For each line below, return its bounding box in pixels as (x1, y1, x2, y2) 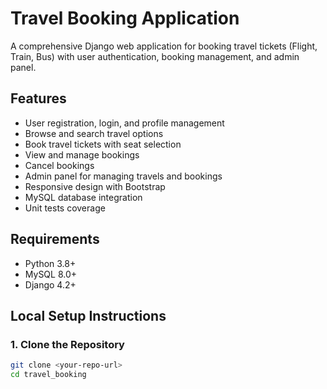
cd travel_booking (10, 370, 87, 380)
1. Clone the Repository (10, 337, 125, 351)
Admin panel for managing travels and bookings (24, 170, 223, 182)
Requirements (10, 231, 100, 248)
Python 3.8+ (24, 257, 77, 269)
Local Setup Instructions (10, 307, 167, 324)
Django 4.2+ (24, 278, 77, 291)
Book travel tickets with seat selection (24, 138, 182, 150)
